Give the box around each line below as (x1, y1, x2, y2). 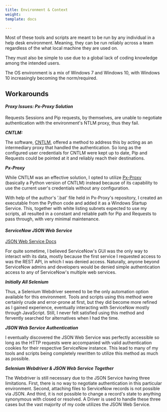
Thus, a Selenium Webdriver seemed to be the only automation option (5, 289, 149, 295)
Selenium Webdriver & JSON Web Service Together (5, 365, 114, 372)
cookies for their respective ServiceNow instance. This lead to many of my (5, 345, 159, 351)
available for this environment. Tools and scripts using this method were (5, 294, 153, 300)
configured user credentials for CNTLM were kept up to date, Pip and (5, 150, 148, 156)
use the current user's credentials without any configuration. (5, 185, 130, 191)
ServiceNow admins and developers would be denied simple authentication (5, 264, 161, 270)
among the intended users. (5, 60, 61, 66)
